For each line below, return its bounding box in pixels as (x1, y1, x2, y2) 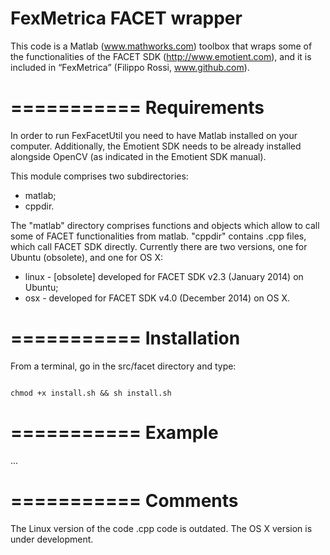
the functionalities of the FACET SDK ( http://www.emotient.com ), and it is (10, 50, 312, 62)
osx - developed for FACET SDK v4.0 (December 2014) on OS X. (24, 292, 290, 304)
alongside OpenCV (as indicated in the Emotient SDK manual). (10, 150, 267, 162)
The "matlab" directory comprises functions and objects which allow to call (10, 219, 320, 231)
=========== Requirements (10, 97, 265, 119)
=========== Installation (10, 327, 241, 350)
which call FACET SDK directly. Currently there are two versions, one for (10, 240, 308, 252)
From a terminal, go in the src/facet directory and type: (10, 360, 237, 372)
